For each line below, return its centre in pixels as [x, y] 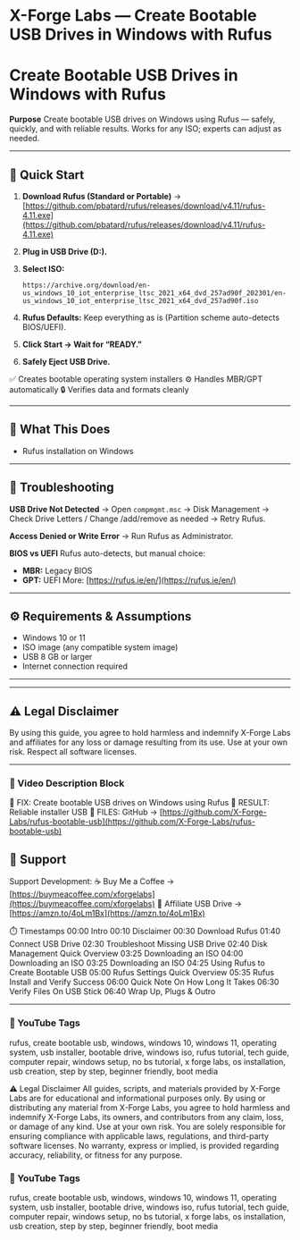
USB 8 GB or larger [57, 657]
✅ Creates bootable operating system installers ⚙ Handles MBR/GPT [136, 379]
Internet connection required [75, 666]
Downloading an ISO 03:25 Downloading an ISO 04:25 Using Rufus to [137, 963]
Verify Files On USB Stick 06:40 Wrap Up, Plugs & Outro [112, 991]
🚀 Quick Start [47, 175]
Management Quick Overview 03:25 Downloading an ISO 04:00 [126, 954]
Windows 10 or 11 [54, 638]
